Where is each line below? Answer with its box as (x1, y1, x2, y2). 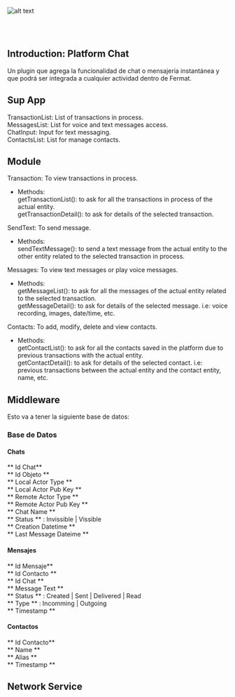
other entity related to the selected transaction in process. (17, 252, 185, 261)
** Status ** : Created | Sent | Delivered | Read (7, 591, 141, 600)
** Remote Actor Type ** (7, 493, 79, 501)
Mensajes (7, 546, 37, 554)
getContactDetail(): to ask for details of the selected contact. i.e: (17, 358, 203, 367)
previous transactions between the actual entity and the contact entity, (17, 366, 222, 374)
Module (7, 156, 41, 168)
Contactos (7, 623, 38, 631)
